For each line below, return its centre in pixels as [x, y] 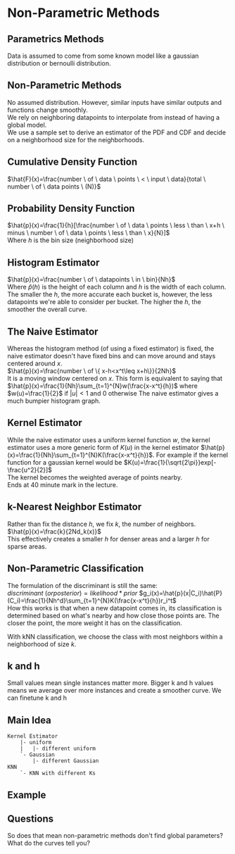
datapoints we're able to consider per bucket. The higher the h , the [104, 302]
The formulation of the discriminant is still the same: [83, 585]
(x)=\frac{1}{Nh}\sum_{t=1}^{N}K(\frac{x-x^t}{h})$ [80, 455]
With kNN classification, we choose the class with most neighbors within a [115, 636]
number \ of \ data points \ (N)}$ [54, 186]
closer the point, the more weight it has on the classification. [95, 623]
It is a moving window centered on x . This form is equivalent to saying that [115, 379]
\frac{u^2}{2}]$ [30, 470]
